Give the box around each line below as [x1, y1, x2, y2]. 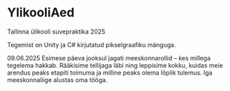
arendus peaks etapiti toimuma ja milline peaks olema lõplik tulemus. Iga [7, 68, 213, 77]
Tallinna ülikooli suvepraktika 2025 [7, 27, 106, 36]
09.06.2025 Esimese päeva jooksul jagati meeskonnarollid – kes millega [7, 53, 211, 62]
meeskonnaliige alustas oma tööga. [7, 75, 108, 83]
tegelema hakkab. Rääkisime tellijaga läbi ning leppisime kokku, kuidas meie [7, 61, 223, 69]
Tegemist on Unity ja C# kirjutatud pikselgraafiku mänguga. [7, 40, 176, 49]
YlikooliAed [7, 5, 75, 21]
